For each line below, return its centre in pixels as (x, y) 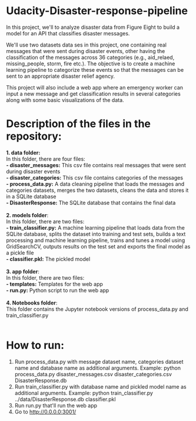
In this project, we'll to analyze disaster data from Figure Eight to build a (93, 27)
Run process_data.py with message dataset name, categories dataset (99, 362)
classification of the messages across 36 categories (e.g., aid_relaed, (90, 57)
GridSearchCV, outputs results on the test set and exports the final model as (98, 246)
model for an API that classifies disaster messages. (68, 33)
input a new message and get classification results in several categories (93, 94)
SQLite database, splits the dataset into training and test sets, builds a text (96, 234)
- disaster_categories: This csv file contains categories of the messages (95, 177)
